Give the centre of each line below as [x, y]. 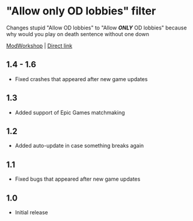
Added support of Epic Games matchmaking [70, 112]
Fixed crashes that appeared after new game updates [81, 79]
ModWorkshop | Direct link [39, 46]
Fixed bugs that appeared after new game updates [78, 179]
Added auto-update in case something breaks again [79, 146]
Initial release [31, 212]
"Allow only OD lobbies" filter [81, 11]
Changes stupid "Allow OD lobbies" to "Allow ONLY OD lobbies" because [97, 28]
